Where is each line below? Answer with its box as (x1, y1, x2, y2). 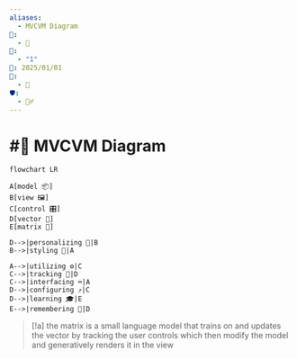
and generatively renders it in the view (31, 339, 174, 351)
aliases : (9, 13, 42, 22)
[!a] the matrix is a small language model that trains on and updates (31, 320, 282, 331)
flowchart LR (9, 166, 58, 175)
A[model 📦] (9, 182, 54, 192)
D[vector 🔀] (9, 215, 54, 224)
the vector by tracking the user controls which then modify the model (31, 330, 289, 341)
